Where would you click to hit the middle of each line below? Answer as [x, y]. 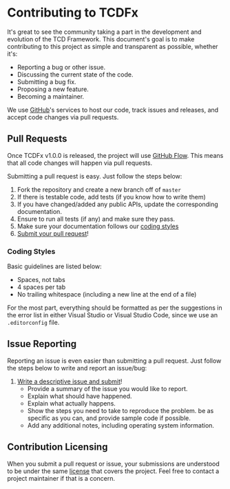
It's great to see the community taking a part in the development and [104, 32]
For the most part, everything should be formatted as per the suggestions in [115, 308]
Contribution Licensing [57, 447]
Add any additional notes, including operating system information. [121, 425]
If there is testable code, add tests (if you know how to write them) [112, 197]
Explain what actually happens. [71, 403]
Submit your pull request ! [53, 233]
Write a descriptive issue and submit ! [70, 381]
